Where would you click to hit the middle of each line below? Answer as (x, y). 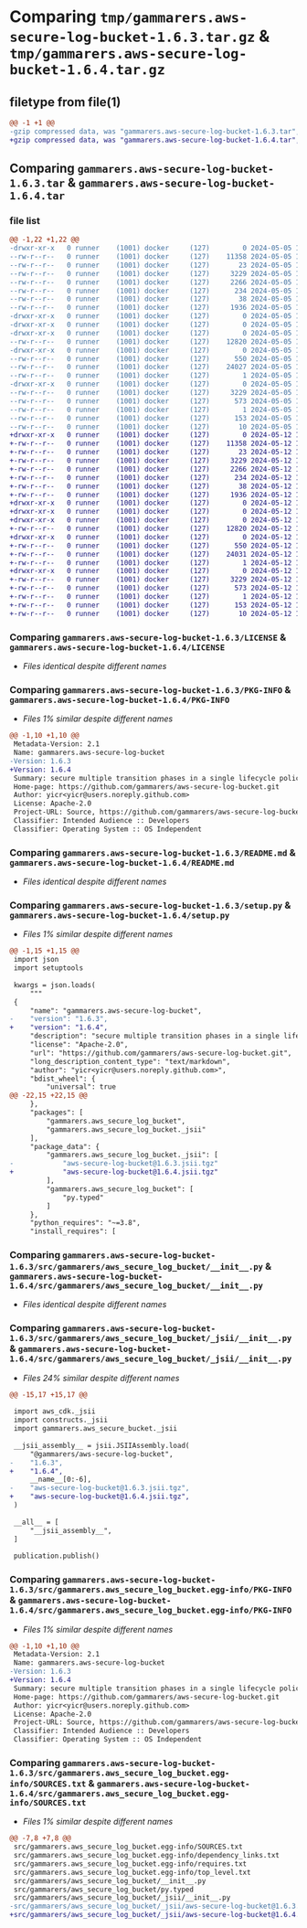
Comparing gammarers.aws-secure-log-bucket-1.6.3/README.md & (153, 852)
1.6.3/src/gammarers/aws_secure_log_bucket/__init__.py (136, 1267)
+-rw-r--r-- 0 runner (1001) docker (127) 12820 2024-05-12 (151, 529)
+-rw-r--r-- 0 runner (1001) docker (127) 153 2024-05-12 (151, 605)
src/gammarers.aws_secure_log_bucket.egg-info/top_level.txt (132, 1872)
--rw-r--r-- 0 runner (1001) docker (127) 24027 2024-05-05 (151, 367)
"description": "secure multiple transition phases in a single (155, 1036)
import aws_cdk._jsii (54, 1411)
